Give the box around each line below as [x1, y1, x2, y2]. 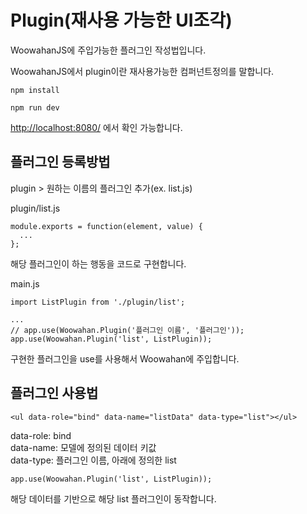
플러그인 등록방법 [10, 154, 111, 171]
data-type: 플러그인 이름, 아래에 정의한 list [10, 454, 177, 466]
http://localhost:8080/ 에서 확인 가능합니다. [10, 121, 183, 133]
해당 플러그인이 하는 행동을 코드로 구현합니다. [10, 257, 187, 270]
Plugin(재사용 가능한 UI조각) [10, 9, 233, 32]
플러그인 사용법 [10, 385, 99, 402]
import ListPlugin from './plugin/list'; [10, 297, 186, 307]
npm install [10, 85, 60, 95]
